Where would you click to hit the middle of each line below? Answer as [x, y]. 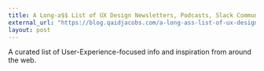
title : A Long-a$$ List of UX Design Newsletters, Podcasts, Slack [121, 15]
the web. [22, 60]
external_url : [31, 23]
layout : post [29, 30]
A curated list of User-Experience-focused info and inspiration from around [130, 52]
